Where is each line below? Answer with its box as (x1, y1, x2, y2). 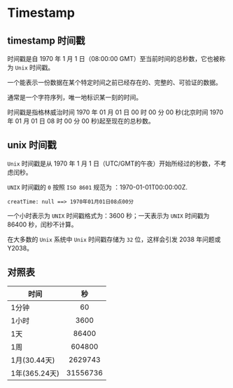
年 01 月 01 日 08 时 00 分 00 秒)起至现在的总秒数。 (7, 117, 155, 125)
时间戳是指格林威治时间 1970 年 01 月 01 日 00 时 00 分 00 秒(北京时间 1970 (7, 108, 224, 116)
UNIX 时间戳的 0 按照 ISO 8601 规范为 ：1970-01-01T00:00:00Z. (7, 182, 188, 191)
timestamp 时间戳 (7, 34, 85, 46)
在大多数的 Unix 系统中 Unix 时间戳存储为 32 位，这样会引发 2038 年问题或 (7, 235, 221, 243)
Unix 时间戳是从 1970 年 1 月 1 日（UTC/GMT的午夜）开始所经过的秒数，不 (7, 159, 220, 168)
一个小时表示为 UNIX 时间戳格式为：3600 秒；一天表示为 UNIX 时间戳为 (7, 211, 210, 220)
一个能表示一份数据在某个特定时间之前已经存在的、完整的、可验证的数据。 (7, 79, 222, 86)
